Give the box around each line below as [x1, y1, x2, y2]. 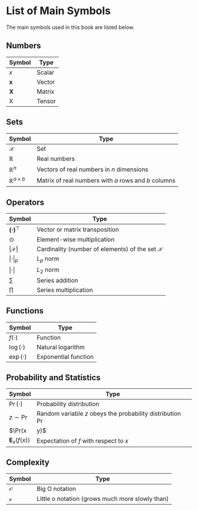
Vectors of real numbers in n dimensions [36, 165, 148, 173]
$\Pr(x [9, 427, 27, 435]
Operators [6, 197, 45, 207]
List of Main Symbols [6, 4, 111, 18]
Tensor [36, 97, 56, 105]
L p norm [36, 255, 60, 264]
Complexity [6, 457, 50, 467]
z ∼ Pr [9, 413, 28, 421]
